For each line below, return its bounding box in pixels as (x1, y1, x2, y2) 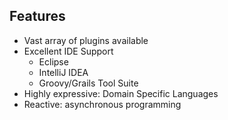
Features (9, 8, 66, 25)
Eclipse (38, 55, 69, 68)
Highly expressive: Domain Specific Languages (23, 87, 219, 99)
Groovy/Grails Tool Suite (38, 77, 139, 89)
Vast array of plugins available (23, 34, 149, 46)
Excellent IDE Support (23, 45, 114, 57)
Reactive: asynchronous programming (23, 98, 182, 110)
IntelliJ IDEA (38, 66, 89, 78)
